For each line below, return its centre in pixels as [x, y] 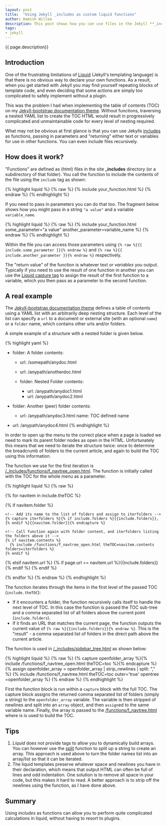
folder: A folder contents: [38, 353]
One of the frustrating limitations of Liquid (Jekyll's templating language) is [82, 75]
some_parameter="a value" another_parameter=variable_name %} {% [77, 230]
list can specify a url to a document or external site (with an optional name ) [81, 319]
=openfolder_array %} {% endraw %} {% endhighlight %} [64, 679]
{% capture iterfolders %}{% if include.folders [56, 519]
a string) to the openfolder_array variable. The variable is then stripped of [81, 700]
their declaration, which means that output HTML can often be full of [83, 770]
